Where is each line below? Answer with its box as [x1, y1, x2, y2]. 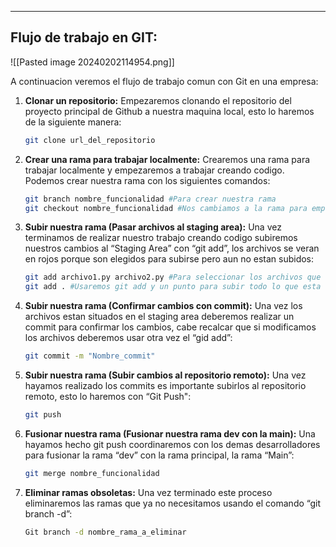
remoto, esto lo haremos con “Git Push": [24, 391, 192, 403]
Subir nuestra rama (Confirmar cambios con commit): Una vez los [24, 300, 303, 312]
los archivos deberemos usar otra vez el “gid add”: [24, 332, 233, 344]
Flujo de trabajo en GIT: [10, 29, 158, 46]
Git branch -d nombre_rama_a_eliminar [24, 527, 187, 537]
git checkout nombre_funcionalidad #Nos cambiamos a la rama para [24, 203, 308, 213]
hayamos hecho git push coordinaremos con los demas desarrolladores [24, 438, 321, 450]
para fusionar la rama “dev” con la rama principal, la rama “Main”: [24, 449, 295, 461]
